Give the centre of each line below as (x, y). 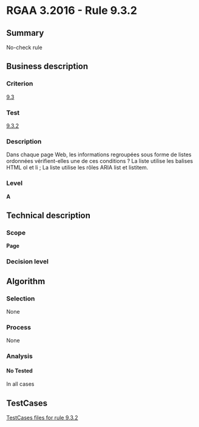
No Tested (20, 371)
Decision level (27, 262)
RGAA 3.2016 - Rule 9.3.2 (72, 11)
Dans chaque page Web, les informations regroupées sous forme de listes (99, 154)
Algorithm (26, 281)
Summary (25, 33)
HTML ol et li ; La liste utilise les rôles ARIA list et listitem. (77, 168)
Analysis (20, 356)
